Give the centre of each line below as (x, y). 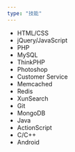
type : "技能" (25, 13)
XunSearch (33, 98)
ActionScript (34, 127)
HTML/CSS (33, 33)
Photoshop (32, 69)
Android (28, 142)
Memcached (34, 84)
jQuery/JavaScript (42, 40)
